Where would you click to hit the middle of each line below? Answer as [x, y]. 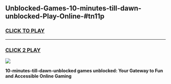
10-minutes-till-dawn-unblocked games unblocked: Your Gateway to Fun [84, 70]
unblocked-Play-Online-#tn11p [55, 17]
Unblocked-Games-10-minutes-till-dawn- [73, 8]
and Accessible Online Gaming [38, 76]
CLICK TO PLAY [25, 31]
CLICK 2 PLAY [23, 50]
